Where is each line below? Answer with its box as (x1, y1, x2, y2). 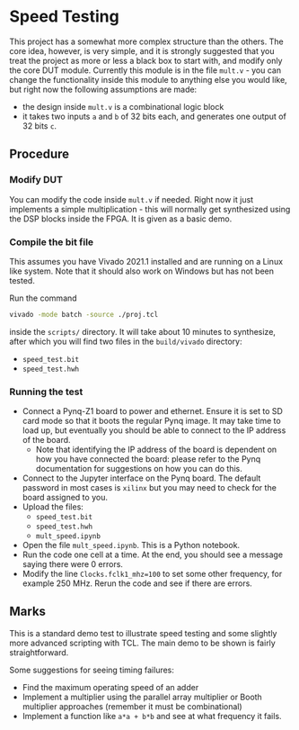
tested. (9, 275, 36, 285)
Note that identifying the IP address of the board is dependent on (35, 444, 277, 455)
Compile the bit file (9, 236, 94, 248)
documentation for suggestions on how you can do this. (35, 464, 242, 474)
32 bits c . (22, 120, 57, 131)
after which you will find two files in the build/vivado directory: (9, 336, 242, 347)
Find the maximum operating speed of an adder (22, 681, 199, 692)
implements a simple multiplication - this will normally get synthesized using (9, 203, 291, 214)
